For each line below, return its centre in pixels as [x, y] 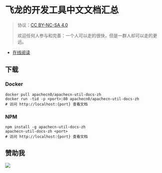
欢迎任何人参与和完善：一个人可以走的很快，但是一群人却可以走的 [85, 35]
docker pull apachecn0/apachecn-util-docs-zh [53, 94]
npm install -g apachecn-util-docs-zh [45, 127]
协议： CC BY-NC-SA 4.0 [43, 25]
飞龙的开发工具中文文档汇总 [62, 10]
